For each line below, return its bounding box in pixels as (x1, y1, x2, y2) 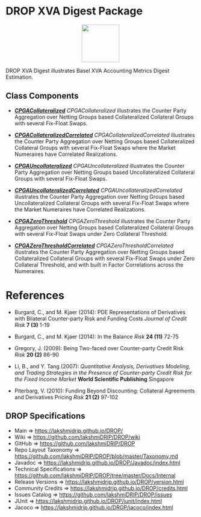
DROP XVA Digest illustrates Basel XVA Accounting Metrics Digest (5, 67, 170, 74)
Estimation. (5, 73, 34, 81)
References (5, 288, 64, 302)
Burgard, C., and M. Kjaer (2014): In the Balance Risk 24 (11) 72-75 (14, 333, 179, 340)
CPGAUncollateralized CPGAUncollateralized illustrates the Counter (14, 162, 185, 169)
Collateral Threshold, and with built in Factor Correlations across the (14, 261, 184, 268)
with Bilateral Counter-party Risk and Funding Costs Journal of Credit (14, 315, 187, 322)
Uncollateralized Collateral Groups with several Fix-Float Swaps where (14, 199, 190, 206)
